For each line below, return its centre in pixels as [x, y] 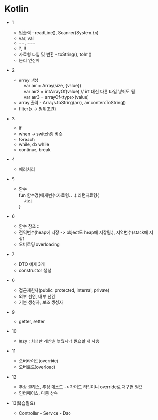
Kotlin [17, 9]
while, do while [34, 144]
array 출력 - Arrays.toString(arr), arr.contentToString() [72, 102]
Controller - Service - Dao [45, 413]
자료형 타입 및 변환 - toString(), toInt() [55, 54]
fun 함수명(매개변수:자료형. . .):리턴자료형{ [59, 195]
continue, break [35, 149]
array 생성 [29, 80]
